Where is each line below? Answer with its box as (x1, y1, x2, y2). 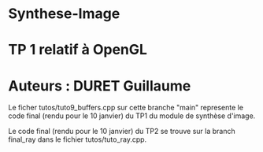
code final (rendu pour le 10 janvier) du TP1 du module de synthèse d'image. (8, 111, 256, 120)
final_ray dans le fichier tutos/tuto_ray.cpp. (8, 135, 147, 144)
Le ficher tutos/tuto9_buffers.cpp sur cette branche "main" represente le (8, 103, 244, 113)
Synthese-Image (8, 5, 120, 23)
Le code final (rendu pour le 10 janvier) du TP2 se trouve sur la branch (8, 127, 235, 136)
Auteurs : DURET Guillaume (8, 76, 191, 95)
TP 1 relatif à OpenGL (8, 41, 148, 59)
